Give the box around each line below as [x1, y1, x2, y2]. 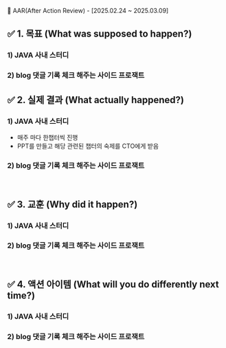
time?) [7, 290, 36, 302]
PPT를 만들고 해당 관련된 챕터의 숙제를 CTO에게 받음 [16, 142, 159, 150]
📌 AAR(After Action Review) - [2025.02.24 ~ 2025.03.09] [7, 7, 169, 14]
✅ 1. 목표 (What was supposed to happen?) [7, 28, 192, 40]
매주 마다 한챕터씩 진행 [16, 133, 78, 141]
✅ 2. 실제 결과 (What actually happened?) [7, 94, 184, 106]
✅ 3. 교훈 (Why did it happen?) [7, 198, 138, 210]
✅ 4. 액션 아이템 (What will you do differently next [7, 279, 219, 290]
